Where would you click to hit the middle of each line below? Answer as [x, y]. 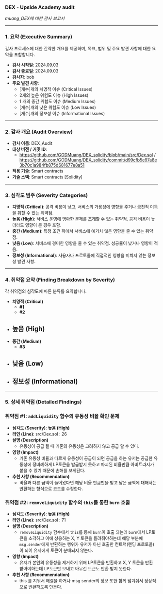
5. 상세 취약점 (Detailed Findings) [43, 402]
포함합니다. [24, 54]
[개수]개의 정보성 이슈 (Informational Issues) [62, 113]
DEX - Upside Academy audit [40, 7]
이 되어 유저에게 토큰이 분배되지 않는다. [56, 550]
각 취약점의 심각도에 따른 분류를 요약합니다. [46, 291]
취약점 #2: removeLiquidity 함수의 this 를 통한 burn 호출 [67, 502]
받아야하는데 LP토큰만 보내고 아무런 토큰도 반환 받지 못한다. [76, 569]
